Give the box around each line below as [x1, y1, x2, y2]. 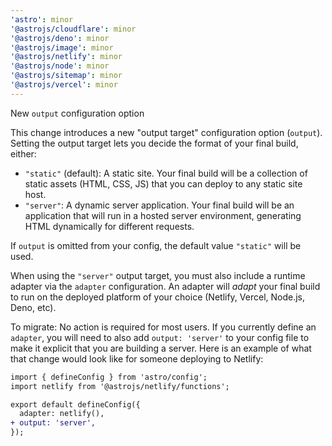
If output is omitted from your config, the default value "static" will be [10, 239, 302, 251]
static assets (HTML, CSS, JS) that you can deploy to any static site [24, 177, 303, 190]
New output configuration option [10, 107, 145, 119]
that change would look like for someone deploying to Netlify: [10, 352, 264, 365]
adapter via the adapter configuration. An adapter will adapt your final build [10, 280, 321, 292]
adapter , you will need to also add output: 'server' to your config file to [10, 331, 310, 343]
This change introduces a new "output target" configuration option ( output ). [10, 126, 323, 138]
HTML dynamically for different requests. [24, 220, 195, 232]
